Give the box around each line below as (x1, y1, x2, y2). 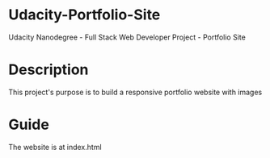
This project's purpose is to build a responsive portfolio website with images (8, 87, 263, 97)
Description (8, 60, 89, 79)
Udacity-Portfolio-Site (8, 6, 161, 24)
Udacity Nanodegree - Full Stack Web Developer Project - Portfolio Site (8, 32, 247, 42)
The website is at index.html (8, 142, 103, 152)
